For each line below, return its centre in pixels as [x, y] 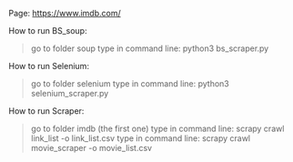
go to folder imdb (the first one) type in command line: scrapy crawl [157, 128]
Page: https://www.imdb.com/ [65, 13]
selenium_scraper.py [70, 93]
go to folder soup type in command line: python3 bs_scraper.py [150, 48]
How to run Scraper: [46, 111]
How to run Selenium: [49, 66]
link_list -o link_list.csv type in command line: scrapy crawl [141, 138]
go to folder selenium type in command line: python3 [130, 84]
